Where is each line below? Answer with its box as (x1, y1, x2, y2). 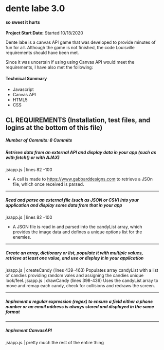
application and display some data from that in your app (5, 202, 123, 208)
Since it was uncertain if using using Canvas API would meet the (5, 59, 135, 65)
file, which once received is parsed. (12, 181, 84, 187)
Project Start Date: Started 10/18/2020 (5, 30, 83, 36)
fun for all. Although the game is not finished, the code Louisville (5, 45, 135, 51)
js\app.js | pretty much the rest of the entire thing (5, 340, 104, 346)
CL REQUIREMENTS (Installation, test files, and (5, 116, 150, 124)
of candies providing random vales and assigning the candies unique (5, 273, 144, 279)
